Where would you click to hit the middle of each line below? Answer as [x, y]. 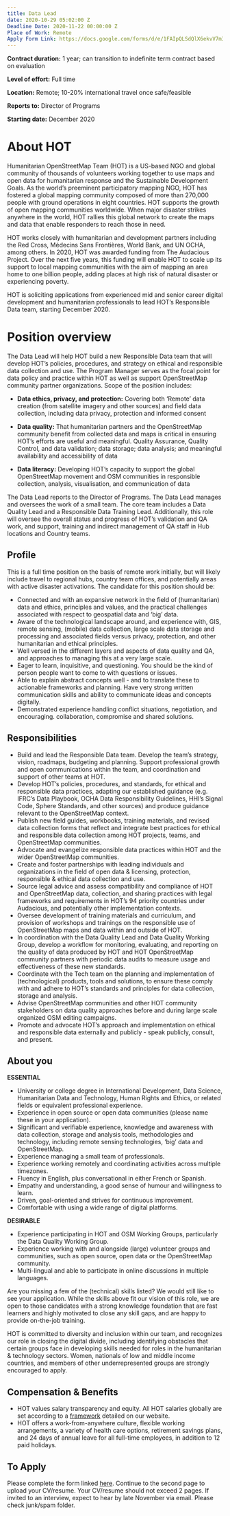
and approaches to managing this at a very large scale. [94, 658]
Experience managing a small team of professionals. [91, 1157]
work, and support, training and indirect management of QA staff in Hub [108, 526]
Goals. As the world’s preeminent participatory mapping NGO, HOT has [107, 188]
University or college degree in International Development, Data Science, [120, 1091]
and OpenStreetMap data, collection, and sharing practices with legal [115, 893]
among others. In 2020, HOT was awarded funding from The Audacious [108, 252]
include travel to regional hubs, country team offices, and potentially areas [112, 579]
